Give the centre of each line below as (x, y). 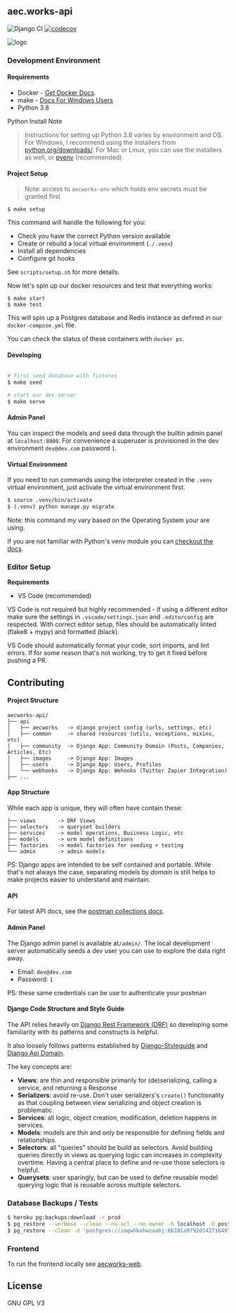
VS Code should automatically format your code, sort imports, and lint (108, 645)
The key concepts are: (40, 1066)
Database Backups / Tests (53, 1203)
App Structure (28, 792)
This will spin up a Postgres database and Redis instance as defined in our (115, 318)
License (25, 1286)
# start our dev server (42, 395)
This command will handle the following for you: (77, 222)
